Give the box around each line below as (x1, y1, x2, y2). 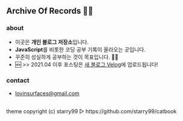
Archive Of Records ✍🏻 (6, 6, 93, 16)
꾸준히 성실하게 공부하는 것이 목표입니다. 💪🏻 (14, 53, 119, 60)
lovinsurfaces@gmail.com (14, 89, 80, 96)
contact (6, 76, 30, 84)
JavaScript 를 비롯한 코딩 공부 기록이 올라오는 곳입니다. (14, 46, 146, 53)
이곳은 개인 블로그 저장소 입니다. (14, 38, 89, 46)
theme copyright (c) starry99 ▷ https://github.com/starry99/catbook (6, 107, 177, 114)
